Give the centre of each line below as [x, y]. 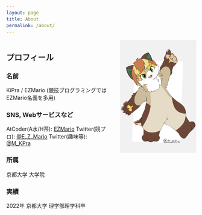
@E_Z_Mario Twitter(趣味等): [52, 137]
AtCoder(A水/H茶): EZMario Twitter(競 [53, 129]
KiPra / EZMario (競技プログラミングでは [56, 90]
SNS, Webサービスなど [40, 114]
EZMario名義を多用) [31, 98]
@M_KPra [19, 143]
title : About [23, 19]
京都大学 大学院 [26, 174]
